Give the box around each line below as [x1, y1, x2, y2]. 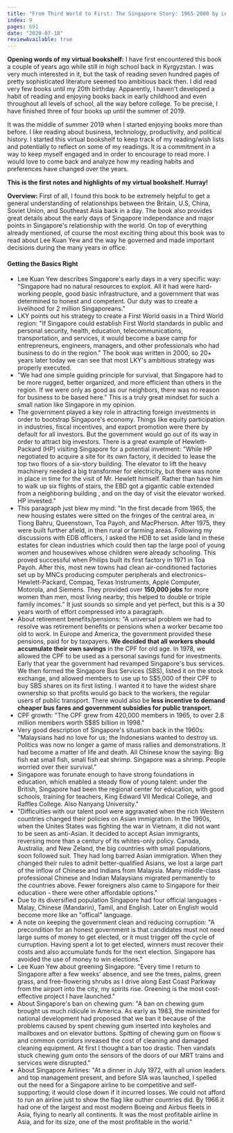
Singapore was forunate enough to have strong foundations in [17, 770, 195, 779]
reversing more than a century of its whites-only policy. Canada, [17, 837, 201, 846]
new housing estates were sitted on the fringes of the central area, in [17, 512, 215, 520]
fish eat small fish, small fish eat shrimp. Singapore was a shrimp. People [17, 756, 226, 764]
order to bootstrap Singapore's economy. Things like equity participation [17, 415, 225, 424]
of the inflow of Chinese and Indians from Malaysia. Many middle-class [17, 866, 221, 875]
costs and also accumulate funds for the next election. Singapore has [17, 948, 216, 956]
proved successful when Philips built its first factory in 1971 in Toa [17, 556, 205, 564]
